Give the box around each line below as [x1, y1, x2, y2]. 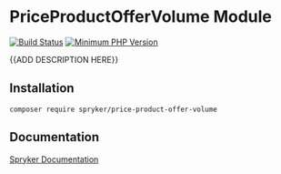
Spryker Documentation [9, 153, 99, 165]
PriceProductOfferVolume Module [9, 6, 273, 27]
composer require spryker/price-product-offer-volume [9, 105, 218, 114]
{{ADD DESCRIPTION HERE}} [9, 54, 119, 65]
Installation [9, 80, 75, 97]
